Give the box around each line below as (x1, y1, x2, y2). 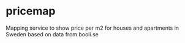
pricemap (6, 4, 56, 18)
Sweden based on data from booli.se (6, 30, 99, 38)
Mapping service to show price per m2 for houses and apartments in (6, 24, 179, 31)
